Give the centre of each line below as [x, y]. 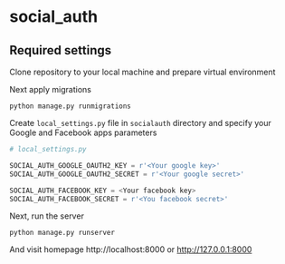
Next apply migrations [51, 89]
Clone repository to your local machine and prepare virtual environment [142, 72]
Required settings [61, 50]
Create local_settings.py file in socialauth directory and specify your [140, 123]
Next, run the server [47, 216]
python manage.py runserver [62, 233]
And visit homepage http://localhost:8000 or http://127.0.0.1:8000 [131, 249]
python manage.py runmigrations [70, 106]
